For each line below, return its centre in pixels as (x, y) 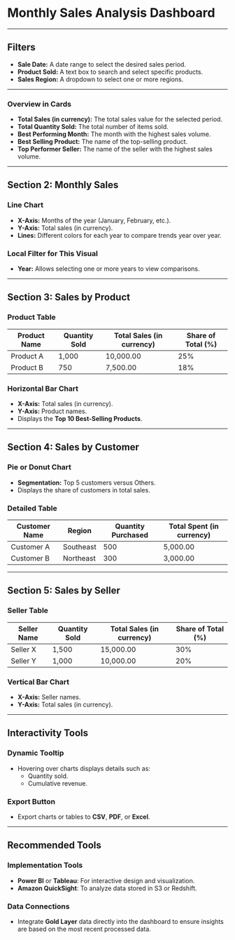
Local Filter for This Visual (52, 253)
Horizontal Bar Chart (43, 389)
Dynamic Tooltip (36, 753)
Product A (27, 356)
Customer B (30, 558)
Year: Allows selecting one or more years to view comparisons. (109, 269)
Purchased (130, 535)
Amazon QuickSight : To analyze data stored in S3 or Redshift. (107, 888)
